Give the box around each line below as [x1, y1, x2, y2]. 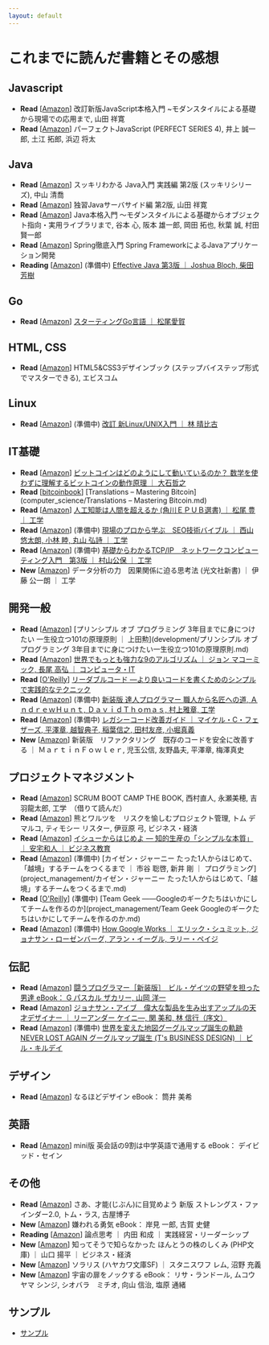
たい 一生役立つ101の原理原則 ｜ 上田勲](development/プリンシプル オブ [19, 634, 259, 644]
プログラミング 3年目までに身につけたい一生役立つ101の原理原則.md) [19, 644, 249, 654]
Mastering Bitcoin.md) [133, 496, 207, 505]
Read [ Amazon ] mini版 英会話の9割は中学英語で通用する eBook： [19, 1140, 237, 1150]
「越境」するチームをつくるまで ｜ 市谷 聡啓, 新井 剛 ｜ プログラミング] [19, 864, 257, 874]
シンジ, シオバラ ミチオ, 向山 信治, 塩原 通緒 [35, 1280, 186, 1289]
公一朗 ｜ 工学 [29, 575, 76, 585]
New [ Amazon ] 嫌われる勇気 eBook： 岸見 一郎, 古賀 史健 [19, 1220, 210, 1229]
